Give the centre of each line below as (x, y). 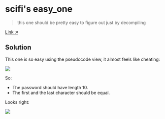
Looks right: (17, 102)
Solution (18, 48)
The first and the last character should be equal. (61, 93)
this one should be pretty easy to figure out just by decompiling (82, 23)
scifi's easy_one (39, 9)
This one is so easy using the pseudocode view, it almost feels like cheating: (82, 59)
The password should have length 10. (50, 87)
